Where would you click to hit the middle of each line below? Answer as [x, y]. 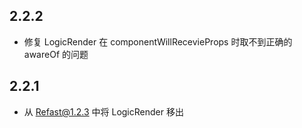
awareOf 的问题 [56, 54]
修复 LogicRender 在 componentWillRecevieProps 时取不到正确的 [158, 41]
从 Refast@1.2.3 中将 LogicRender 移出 [103, 111]
